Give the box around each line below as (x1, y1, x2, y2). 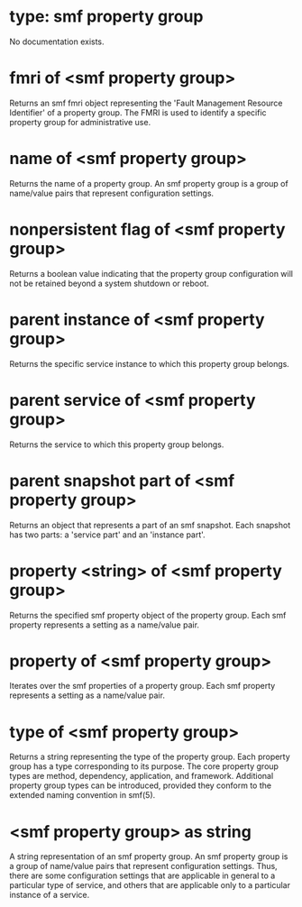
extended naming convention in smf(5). (9, 790, 156, 801)
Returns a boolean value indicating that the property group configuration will (9, 268, 293, 279)
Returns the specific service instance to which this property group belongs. (9, 358, 290, 369)
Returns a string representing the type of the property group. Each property (9, 751, 290, 763)
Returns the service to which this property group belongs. (9, 439, 224, 450)
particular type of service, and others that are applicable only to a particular (9, 880, 291, 891)
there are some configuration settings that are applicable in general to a (9, 870, 276, 881)
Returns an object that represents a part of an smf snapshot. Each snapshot (9, 519, 291, 530)
